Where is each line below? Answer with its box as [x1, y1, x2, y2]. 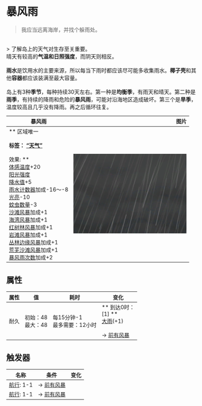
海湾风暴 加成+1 [8, 216, 48, 223]
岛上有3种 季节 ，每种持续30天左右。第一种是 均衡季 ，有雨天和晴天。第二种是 [6, 88, 196, 95]
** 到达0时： [101, 303, 135, 311]
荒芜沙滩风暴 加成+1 [8, 246, 58, 253]
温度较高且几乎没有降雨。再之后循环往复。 [6, 103, 112, 110]
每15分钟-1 [52, 314, 83, 321]
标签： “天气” [8, 142, 43, 149]
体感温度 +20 [8, 163, 41, 170]
